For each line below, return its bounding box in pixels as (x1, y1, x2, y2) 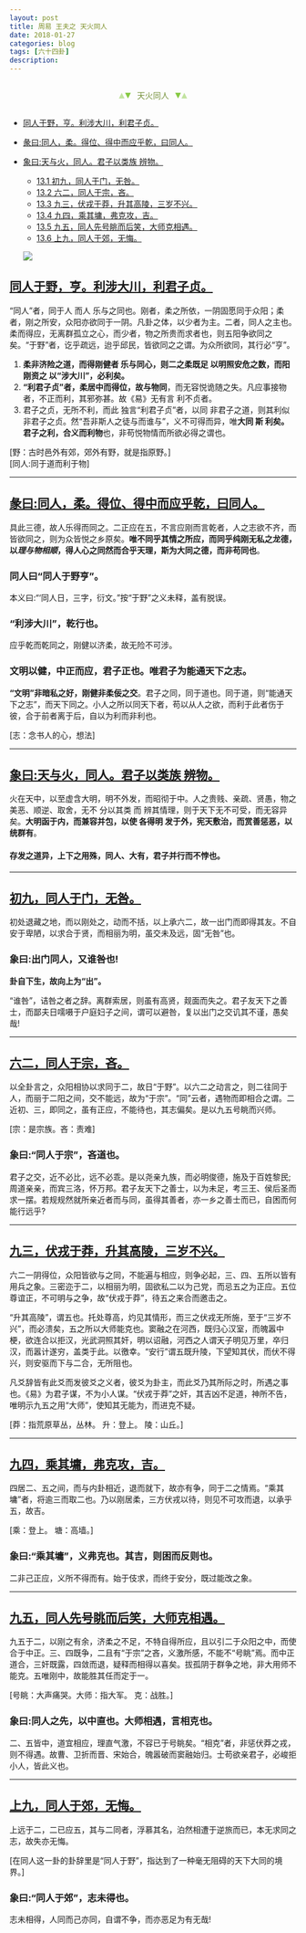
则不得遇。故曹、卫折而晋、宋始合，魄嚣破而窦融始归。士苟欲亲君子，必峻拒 (9, 1749, 297, 1760)
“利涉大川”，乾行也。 (9, 617, 104, 630)
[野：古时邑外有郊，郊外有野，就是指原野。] (9, 446, 171, 457)
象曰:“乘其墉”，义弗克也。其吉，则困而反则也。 (9, 1550, 219, 1562)
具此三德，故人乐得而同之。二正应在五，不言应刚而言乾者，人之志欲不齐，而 (9, 521, 297, 532)
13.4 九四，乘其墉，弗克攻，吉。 (36, 210, 158, 220)
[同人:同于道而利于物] (9, 457, 90, 468)
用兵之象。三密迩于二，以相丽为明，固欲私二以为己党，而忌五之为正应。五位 (9, 1280, 297, 1292)
